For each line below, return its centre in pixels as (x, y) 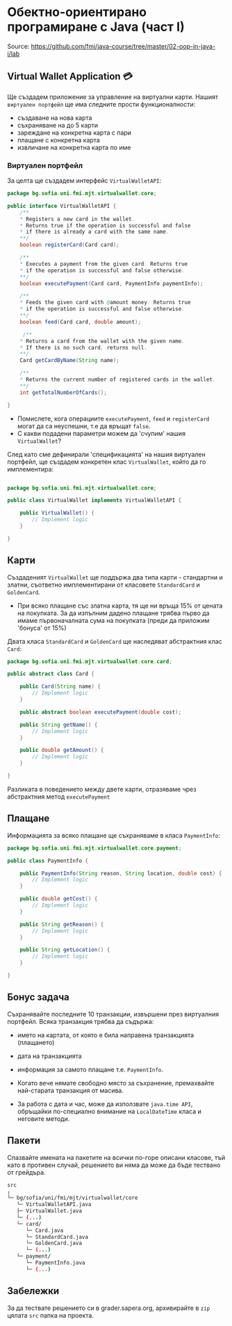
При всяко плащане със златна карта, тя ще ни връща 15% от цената (120, 605)
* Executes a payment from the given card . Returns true (104, 264)
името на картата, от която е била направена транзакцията (106, 1035)
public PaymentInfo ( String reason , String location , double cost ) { (121, 873)
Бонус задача (38, 997)
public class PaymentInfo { (48, 861)
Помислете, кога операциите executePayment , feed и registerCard (113, 419)
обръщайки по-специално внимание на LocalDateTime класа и (109, 1111)
